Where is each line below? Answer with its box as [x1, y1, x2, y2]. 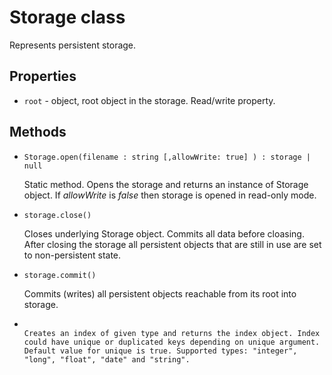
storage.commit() [23, 270, 97, 280]
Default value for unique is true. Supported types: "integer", [23, 346, 298, 356]
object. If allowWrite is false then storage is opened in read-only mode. [23, 189, 317, 201]
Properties [9, 68, 77, 85]
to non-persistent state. [23, 249, 122, 261]
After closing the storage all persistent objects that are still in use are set [23, 238, 322, 250]
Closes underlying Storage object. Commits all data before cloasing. [23, 227, 305, 240]
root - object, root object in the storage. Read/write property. [23, 94, 276, 106]
